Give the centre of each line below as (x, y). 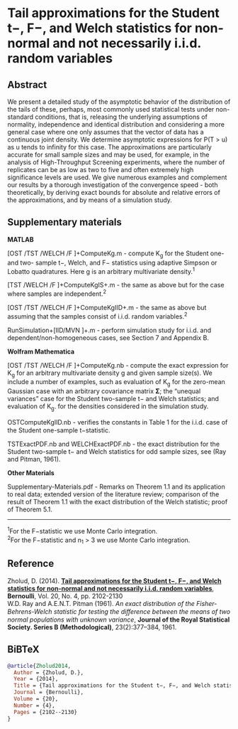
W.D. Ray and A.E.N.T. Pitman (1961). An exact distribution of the (101, 603)
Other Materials (31, 473)
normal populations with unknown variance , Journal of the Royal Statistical (119, 619)
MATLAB (21, 239)
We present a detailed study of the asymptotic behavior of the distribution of (119, 102)
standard (21, 117)
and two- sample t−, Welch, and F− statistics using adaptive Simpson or (112, 262)
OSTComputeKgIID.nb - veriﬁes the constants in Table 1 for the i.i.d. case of (118, 422)
